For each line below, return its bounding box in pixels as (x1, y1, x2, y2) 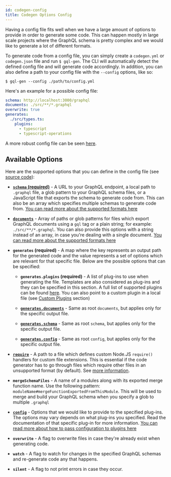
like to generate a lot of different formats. (5, 42, 92, 49)
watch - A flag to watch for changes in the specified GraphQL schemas (12, 451, 161, 457)
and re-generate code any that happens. (12, 456, 99, 462)
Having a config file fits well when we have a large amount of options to (5, 26, 156, 32)
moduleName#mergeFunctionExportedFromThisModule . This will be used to (12, 388, 162, 395)
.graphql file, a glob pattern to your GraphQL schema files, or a (12, 189, 146, 196)
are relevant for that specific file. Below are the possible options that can (12, 258, 166, 264)
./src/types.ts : (10, 117, 44, 122)
